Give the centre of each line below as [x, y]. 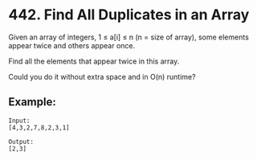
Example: [32, 102]
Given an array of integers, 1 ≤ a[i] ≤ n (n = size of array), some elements [128, 37]
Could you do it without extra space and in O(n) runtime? [102, 76]
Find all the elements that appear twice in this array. [94, 61]
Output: [21, 142]
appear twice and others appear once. [71, 45]
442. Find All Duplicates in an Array [129, 15]
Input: [19, 121]
